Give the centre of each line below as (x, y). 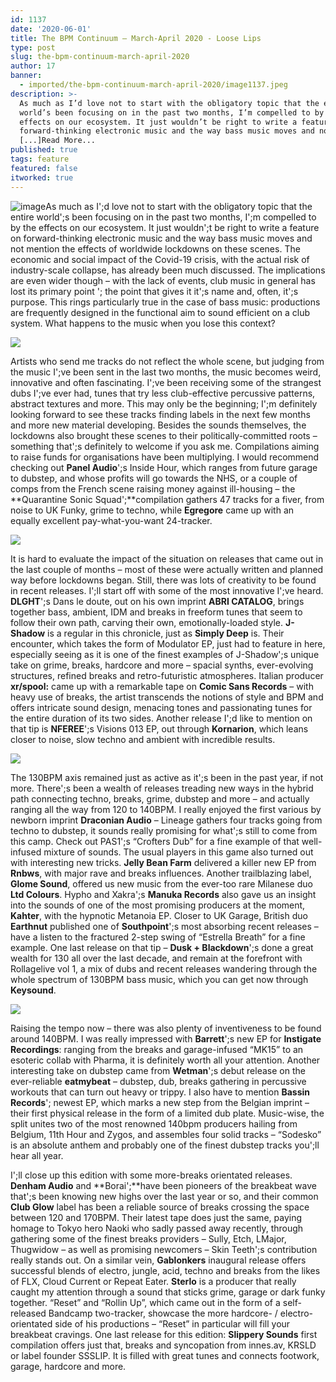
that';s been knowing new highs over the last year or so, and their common (164, 1196)
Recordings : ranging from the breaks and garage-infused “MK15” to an (157, 1049)
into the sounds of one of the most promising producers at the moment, (158, 905)
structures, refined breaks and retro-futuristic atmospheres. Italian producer (167, 675)
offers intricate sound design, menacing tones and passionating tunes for (161, 707)
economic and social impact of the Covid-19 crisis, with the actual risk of (160, 259)
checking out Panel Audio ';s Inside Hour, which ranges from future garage (164, 467)
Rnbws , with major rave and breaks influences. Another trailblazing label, (161, 873)
